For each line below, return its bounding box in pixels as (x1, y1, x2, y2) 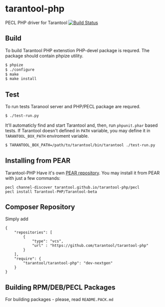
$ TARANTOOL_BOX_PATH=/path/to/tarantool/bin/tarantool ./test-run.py (5, 142, 155, 148)
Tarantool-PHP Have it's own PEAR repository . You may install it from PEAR (5, 170, 160, 176)
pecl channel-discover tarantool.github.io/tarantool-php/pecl (5, 185, 140, 190)
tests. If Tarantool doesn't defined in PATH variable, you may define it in (5, 127, 151, 133)
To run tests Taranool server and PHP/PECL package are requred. (5, 104, 141, 110)
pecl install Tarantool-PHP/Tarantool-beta (5, 189, 97, 194)
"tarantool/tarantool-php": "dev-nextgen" (23, 261, 113, 266)
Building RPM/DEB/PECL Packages (5, 283, 116, 291)
